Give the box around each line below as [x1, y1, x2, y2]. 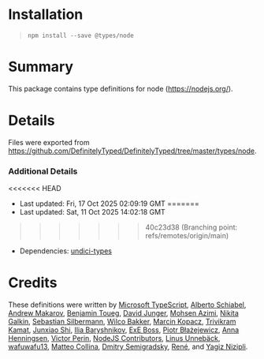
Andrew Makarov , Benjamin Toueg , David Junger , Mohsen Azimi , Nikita [8, 309, 239, 318]
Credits [8, 274, 58, 292]
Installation [8, 6, 84, 24]
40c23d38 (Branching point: [145, 223, 238, 232]
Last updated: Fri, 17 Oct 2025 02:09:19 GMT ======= [19, 199, 199, 208]
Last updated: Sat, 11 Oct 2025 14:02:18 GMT [19, 208, 165, 217]
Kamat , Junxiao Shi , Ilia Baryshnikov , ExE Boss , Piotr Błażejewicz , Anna [8, 325, 240, 335]
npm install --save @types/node [27, 32, 134, 39]
